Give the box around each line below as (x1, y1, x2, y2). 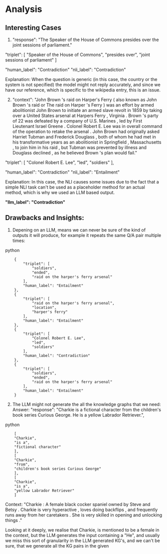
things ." (5, 517, 22, 523)
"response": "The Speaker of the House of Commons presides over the (12, 36, 159, 42)
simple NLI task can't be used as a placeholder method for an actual (5, 184, 146, 190)
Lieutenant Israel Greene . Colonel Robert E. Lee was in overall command (12, 123, 163, 129)
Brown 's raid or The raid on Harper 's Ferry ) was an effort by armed (12, 102, 155, 108)
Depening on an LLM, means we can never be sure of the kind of (12, 226, 146, 233)
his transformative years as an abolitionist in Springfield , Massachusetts (12, 139, 162, 145)
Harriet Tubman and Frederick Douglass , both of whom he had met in (12, 134, 156, 139)
